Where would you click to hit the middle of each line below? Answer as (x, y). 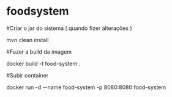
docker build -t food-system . (43, 63)
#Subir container (28, 75)
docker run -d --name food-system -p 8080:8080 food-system (86, 87)
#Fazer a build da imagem (39, 52)
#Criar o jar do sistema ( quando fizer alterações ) (69, 28)
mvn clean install (28, 40)
